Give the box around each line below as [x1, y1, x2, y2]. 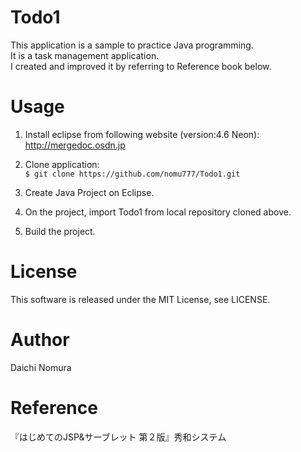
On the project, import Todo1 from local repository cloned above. [24, 206, 292, 218]
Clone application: [24, 158, 100, 170]
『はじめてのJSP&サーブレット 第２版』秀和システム [10, 431, 227, 443]
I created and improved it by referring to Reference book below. [10, 60, 272, 72]
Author [10, 329, 70, 351]
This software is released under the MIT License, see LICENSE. [10, 293, 271, 305]
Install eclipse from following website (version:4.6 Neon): [24, 128, 260, 140]
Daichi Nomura [10, 361, 72, 373]
